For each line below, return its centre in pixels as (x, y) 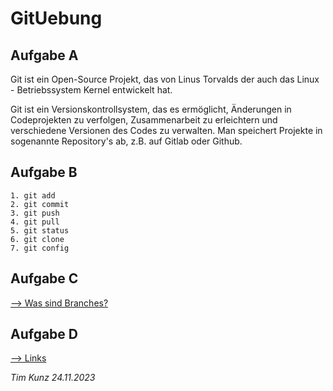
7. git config (40, 248)
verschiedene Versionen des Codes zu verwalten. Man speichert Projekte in (166, 130)
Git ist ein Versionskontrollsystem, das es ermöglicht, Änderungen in (151, 109)
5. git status (40, 230)
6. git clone (37, 239)
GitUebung (56, 18)
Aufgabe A (44, 55)
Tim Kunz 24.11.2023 (53, 378)
